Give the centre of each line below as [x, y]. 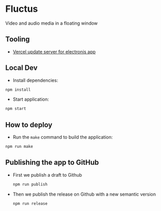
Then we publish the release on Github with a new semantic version [84, 194]
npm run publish [30, 184]
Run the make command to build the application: [63, 137]
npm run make [19, 147]
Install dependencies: [35, 80]
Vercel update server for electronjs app [54, 51]
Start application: [31, 99]
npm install [18, 90]
